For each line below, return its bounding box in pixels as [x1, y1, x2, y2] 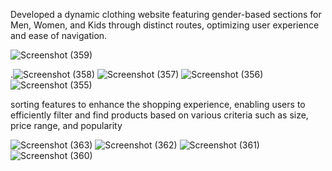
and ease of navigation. [10, 30, 108, 41]
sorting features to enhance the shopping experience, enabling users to [10, 99, 306, 110]
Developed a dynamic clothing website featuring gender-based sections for [10, 9, 322, 20]
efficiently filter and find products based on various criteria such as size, [10, 109, 309, 121]
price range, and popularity [10, 120, 123, 131]
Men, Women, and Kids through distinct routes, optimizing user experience [10, 19, 320, 31]
